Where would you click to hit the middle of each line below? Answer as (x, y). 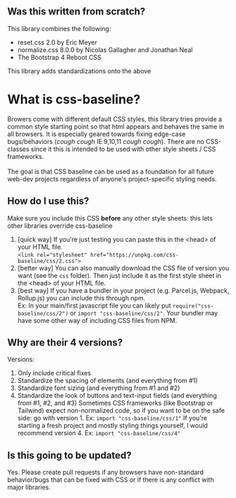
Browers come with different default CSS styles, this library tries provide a (115, 119)
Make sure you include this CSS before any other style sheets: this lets (110, 218)
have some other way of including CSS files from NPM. (97, 320)
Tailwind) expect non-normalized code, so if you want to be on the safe (121, 411)
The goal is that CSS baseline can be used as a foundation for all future (111, 171)
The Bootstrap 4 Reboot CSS (60, 57)
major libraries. (29, 487)
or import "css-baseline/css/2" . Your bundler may (144, 312)
